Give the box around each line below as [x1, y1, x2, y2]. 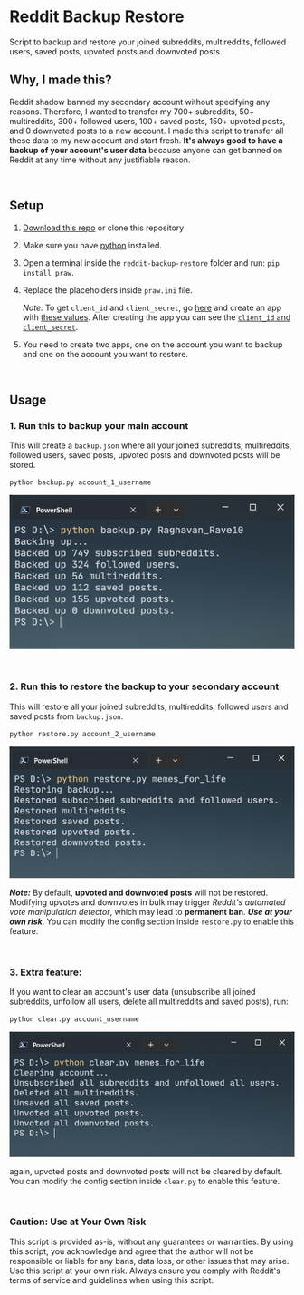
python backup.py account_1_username [9, 478, 152, 487]
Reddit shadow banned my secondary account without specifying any [9, 96, 271, 107]
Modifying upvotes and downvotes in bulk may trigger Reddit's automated [9, 897, 286, 908]
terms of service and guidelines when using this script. [9, 1274, 214, 1285]
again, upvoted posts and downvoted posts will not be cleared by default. [9, 1165, 283, 1176]
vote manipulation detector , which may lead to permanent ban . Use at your [9, 907, 292, 918]
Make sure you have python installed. [22, 239, 163, 250]
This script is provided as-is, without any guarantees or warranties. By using [9, 1236, 294, 1247]
